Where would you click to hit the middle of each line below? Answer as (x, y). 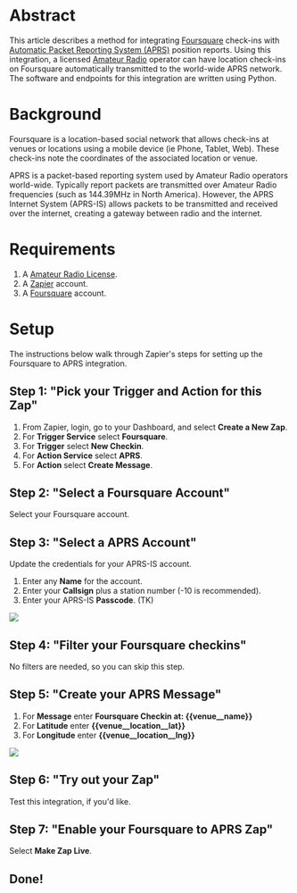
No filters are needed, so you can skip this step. (97, 667)
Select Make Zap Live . (50, 851)
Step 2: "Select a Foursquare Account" (120, 492)
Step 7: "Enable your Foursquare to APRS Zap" (141, 830)
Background (55, 115)
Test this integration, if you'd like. (70, 801)
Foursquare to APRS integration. (68, 363)
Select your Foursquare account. (69, 514)
